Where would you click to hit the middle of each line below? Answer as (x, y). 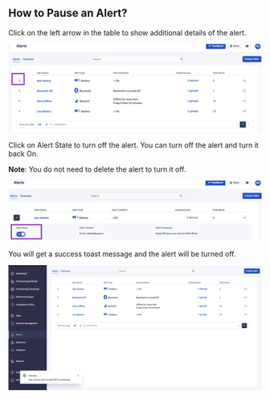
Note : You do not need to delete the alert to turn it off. (97, 169)
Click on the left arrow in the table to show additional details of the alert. (127, 32)
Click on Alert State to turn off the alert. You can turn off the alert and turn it (133, 145)
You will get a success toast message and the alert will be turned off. (122, 254)
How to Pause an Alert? (68, 13)
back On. (23, 154)
